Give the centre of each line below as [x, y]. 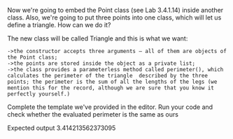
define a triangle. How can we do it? [59, 25]
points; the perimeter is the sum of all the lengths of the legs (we [112, 82]
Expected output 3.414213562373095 [62, 128]
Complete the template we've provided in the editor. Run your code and [110, 107]
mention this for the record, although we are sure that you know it [111, 88]
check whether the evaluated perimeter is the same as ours [93, 114]
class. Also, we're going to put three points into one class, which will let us [114, 17]
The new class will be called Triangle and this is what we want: [98, 38]
